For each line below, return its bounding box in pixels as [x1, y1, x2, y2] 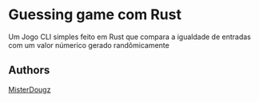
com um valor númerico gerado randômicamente [8, 40, 169, 49]
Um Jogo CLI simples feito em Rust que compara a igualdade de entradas [8, 32, 252, 41]
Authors [8, 64, 50, 77]
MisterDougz [8, 84, 51, 94]
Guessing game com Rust [8, 6, 182, 24]
